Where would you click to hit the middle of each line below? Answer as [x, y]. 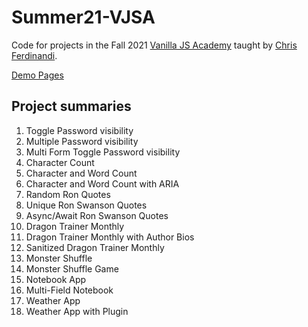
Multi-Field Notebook [69, 290]
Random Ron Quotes [68, 194]
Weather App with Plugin [77, 311]
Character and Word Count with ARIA [102, 183]
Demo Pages [37, 75]
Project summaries [71, 106]
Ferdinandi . [34, 55]
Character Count [60, 162]
